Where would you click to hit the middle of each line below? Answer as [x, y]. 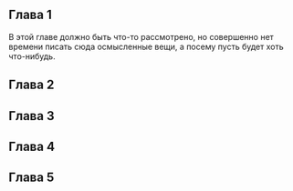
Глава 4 [32, 146]
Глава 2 [31, 85]
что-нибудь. [32, 56]
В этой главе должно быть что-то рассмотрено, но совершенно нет [141, 36]
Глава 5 [31, 178]
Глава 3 [31, 116]
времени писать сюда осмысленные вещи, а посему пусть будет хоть [146, 46]
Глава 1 [30, 15]
